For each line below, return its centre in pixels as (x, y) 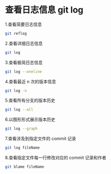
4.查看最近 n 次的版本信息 (31, 81)
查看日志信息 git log (44, 10)
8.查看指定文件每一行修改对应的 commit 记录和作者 (56, 158)
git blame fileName (25, 167)
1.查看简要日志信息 (23, 24)
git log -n (16, 91)
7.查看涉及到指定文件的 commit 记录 (41, 139)
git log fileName (22, 148)
